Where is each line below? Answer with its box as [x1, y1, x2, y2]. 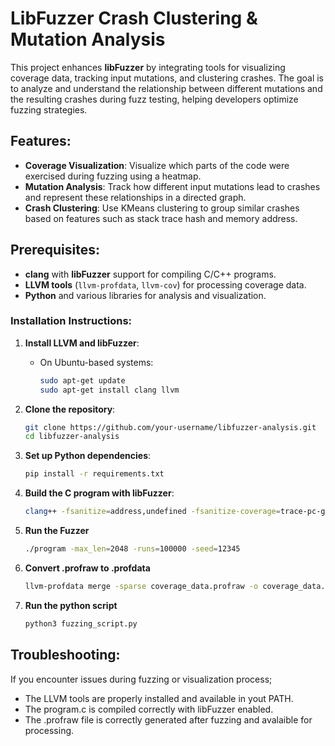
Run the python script [24, 599, 118, 611]
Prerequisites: [10, 242, 100, 259]
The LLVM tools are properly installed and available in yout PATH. [24, 692, 294, 704]
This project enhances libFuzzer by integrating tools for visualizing [10, 61, 286, 73]
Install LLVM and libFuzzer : [24, 337, 140, 349]
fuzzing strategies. [10, 103, 88, 116]
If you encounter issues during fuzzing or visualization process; [10, 673, 273, 685]
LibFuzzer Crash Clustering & [10, 7, 258, 30]
